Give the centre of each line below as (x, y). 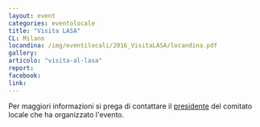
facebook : (25, 76)
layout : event (32, 16)
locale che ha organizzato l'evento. (66, 114)
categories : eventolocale (52, 23)
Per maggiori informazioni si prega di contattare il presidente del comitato (130, 106)
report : (21, 68)
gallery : (23, 53)
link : (17, 83)
